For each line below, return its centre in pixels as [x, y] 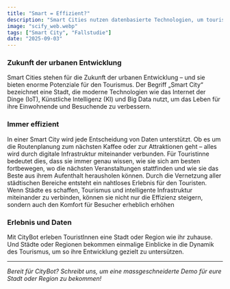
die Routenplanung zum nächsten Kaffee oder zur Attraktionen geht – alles [112, 146]
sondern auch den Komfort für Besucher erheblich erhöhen [91, 204]
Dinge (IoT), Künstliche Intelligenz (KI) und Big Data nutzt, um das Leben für [114, 99]
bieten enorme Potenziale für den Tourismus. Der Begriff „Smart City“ [105, 85]
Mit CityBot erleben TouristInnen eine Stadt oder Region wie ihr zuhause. [110, 237]
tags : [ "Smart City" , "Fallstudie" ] [59, 32]
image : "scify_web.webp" [42, 26]
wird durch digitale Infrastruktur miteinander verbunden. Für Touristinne [108, 154]
